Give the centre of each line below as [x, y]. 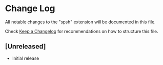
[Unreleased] [26, 47]
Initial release [25, 58]
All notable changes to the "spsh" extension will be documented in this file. [81, 22]
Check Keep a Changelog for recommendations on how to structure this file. [82, 31]
